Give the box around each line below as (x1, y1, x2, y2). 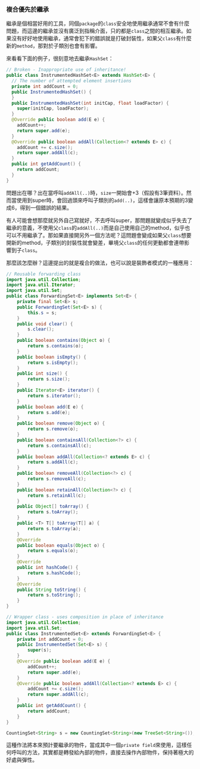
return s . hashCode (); (27, 570, 82, 576)
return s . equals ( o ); (27, 548, 79, 554)
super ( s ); (27, 647, 52, 653)
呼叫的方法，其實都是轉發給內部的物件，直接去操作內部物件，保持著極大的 (11, 749, 194, 756)
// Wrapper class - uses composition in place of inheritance (6, 614, 164, 620)
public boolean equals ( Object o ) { (17, 542, 105, 549)
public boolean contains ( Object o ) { (17, 338, 111, 344)
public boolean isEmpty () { (17, 354, 86, 360)
